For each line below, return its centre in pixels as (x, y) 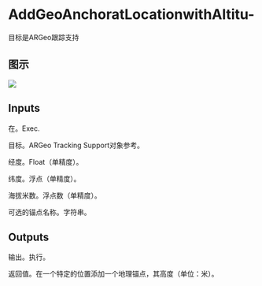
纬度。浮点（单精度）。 (44, 178)
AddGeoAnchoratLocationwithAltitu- (131, 15)
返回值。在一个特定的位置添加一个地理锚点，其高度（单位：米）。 (113, 274)
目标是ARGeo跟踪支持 (44, 37)
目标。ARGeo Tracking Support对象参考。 (76, 145)
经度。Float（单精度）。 (46, 162)
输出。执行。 (29, 257)
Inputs (24, 108)
